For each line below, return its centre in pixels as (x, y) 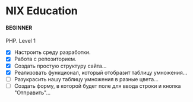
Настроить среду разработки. (52, 52)
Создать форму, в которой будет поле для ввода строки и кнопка (97, 86)
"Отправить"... (32, 93)
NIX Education (42, 11)
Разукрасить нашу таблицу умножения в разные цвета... (86, 79)
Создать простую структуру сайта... (60, 66)
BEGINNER (19, 27)
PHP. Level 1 (21, 41)
